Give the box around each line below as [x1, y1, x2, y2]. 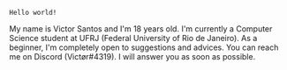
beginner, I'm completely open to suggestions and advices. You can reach [9, 42, 279, 52]
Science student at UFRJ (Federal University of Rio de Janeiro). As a [9, 33, 258, 43]
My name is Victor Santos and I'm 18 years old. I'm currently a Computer [9, 24, 273, 34]
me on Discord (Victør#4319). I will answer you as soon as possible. [9, 52, 256, 61]
